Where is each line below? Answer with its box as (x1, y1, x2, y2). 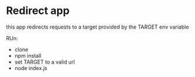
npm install (14, 52, 42, 59)
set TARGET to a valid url (14, 58, 75, 65)
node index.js (14, 64, 48, 71)
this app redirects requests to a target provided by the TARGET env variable (6, 23, 189, 30)
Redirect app (6, 4, 70, 17)
